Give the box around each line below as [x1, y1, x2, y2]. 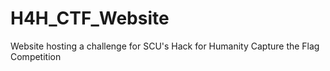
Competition [10, 50, 62, 62]
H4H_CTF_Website [10, 7, 170, 30]
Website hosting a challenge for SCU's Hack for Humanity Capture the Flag [10, 40, 320, 52]
